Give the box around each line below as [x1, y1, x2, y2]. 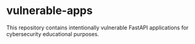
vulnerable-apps [6, 4, 93, 18]
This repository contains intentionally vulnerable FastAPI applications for [6, 24, 189, 31]
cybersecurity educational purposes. [6, 30, 100, 37]
